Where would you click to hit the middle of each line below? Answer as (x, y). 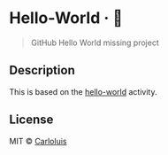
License (31, 120)
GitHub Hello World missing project (95, 43)
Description (42, 70)
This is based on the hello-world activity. (83, 91)
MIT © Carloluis (38, 141)
